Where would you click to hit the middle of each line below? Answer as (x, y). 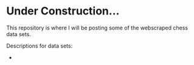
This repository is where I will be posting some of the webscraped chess (97, 28)
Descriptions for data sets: (40, 46)
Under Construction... (63, 11)
